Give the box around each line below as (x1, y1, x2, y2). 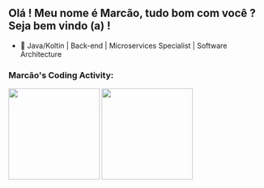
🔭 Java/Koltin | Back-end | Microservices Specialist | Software (19, 41, 228, 50)
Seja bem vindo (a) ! (8, 19, 111, 33)
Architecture (19, 49, 62, 59)
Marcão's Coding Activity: (8, 69, 114, 80)
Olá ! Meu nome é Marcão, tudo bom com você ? (8, 6, 257, 20)
